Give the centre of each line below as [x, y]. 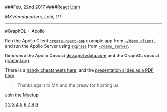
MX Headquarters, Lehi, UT [33, 17]
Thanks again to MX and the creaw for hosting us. [69, 85]
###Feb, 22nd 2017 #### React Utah [42, 7]
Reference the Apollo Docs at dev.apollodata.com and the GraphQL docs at [82, 56]
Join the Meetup [22, 95]
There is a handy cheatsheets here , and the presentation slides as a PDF [80, 70]
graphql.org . [18, 61]
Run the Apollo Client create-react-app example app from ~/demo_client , [80, 41]
